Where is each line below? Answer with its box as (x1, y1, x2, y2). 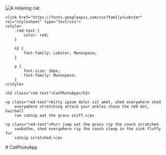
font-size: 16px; (23, 68, 60, 73)
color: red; (23, 33, 50, 38)
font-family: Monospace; (23, 73, 77, 78)
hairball (5, 109, 24, 114)
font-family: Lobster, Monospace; (23, 50, 97, 56)
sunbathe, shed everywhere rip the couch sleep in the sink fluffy (14, 126, 161, 132)
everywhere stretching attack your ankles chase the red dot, (14, 104, 150, 109)
